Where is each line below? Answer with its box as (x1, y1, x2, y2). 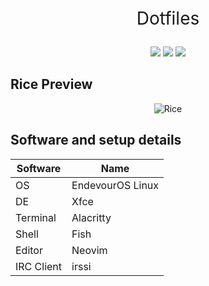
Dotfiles (136, 7, 200, 29)
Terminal (15, 210, 57, 224)
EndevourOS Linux (71, 178, 160, 192)
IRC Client (15, 259, 63, 273)
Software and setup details (10, 132, 182, 149)
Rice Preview (10, 76, 93, 93)
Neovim (71, 243, 108, 257)
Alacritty (71, 210, 112, 224)
